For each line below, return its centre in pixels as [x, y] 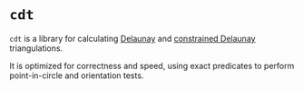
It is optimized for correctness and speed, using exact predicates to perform [152, 65]
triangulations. [36, 48]
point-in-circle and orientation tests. [77, 75]
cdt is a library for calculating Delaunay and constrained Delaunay [132, 38]
